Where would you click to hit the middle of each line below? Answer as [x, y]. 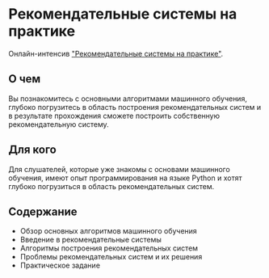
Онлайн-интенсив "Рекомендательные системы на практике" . [116, 53]
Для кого [32, 150]
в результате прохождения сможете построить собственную [114, 116]
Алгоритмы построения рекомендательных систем [109, 248]
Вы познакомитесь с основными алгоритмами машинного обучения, [128, 99]
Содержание [43, 211]
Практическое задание [60, 265]
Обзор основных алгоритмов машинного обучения [109, 231]
